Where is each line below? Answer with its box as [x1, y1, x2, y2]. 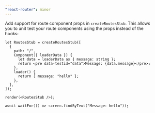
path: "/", [14, 48, 36, 53]
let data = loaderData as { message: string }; [17, 56, 116, 62]
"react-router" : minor [5, 7, 51, 12]
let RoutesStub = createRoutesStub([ [5, 40, 81, 45]
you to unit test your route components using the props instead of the [5, 25, 144, 31]
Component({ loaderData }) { [14, 53, 73, 57]
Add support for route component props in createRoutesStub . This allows [5, 20, 151, 26]
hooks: [5, 30, 19, 36]
